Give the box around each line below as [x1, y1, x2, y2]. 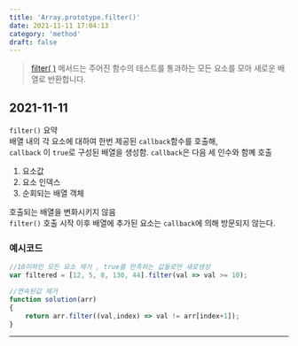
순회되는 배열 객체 [21, 188, 84, 199]
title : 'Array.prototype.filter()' [9, 12, 141, 22]
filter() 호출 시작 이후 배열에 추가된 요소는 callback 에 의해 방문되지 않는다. [9, 218, 276, 228]
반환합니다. [47, 74, 86, 85]
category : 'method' [9, 29, 82, 38]
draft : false [9, 37, 58, 47]
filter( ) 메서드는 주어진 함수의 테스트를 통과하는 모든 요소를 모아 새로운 [30, 63, 277, 73]
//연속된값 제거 [9, 287, 59, 296]
